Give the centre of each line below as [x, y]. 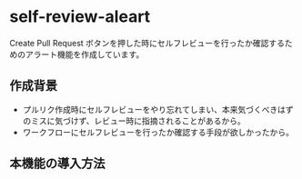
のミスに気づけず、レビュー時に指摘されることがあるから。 [134, 121]
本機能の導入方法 [57, 164]
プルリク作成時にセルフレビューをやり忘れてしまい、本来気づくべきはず [158, 109]
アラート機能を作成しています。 [85, 54]
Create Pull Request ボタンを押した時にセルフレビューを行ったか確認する [147, 43]
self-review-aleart [80, 17]
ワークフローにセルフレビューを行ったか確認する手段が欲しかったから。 [158, 132]
